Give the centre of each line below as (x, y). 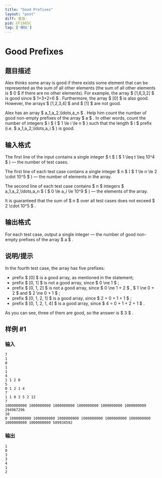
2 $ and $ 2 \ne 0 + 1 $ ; (36, 293)
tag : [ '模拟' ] (19, 28)
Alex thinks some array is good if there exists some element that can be (76, 83)
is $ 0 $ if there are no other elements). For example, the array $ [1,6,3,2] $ (80, 93)
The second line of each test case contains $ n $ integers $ (65, 186)
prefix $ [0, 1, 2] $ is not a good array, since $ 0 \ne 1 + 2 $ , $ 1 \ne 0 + (83, 288)
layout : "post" (20, 14)
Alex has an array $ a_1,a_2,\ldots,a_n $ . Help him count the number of (76, 113)
